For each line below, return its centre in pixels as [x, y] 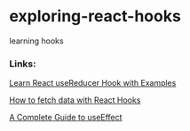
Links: [23, 64]
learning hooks [36, 41]
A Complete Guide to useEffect [66, 118]
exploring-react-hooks [95, 16]
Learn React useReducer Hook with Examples [93, 83]
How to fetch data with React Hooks [75, 100]
